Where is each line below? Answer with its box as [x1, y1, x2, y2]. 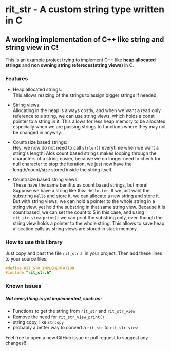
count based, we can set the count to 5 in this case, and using [12, 209, 145, 215]
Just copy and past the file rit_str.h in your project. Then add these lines [5, 250, 163, 256]
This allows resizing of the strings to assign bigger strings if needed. [12, 92, 158, 98]
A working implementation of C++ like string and [5, 35, 164, 44]
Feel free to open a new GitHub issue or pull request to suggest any [5, 335, 148, 341]
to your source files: [5, 255, 48, 262]
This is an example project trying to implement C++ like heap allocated [5, 57, 156, 63]
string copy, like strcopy [12, 319, 64, 325]
